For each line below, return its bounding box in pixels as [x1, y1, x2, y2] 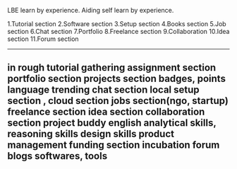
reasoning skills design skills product [7, 128, 175, 140]
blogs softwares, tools [7, 150, 108, 162]
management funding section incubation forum [7, 139, 220, 151]
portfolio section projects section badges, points [7, 73, 226, 85]
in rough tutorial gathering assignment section [7, 62, 217, 74]
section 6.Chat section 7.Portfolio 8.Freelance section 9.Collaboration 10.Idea [7, 28, 230, 35]
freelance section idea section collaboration [7, 106, 205, 118]
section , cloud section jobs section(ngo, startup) [7, 95, 229, 107]
